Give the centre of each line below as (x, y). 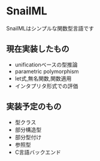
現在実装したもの (38, 49)
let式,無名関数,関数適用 (43, 78)
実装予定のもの (34, 107)
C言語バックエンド (38, 152)
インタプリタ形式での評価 (46, 86)
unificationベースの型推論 (46, 65)
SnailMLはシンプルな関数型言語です (50, 28)
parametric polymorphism (47, 71)
